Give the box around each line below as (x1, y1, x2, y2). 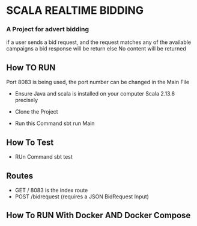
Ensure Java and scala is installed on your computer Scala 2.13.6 (14, 90, 175, 97)
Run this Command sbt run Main (14, 120, 95, 127)
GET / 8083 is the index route (14, 186, 88, 194)
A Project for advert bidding (6, 25, 89, 34)
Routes (6, 171, 34, 181)
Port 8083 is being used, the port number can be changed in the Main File (6, 79, 190, 86)
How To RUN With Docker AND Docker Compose (6, 210, 191, 221)
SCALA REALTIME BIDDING (6, 4, 144, 17)
